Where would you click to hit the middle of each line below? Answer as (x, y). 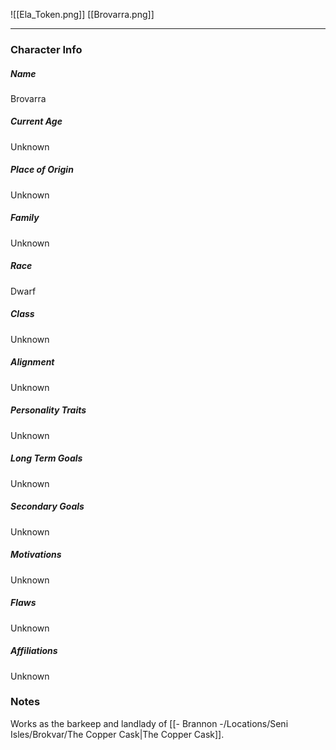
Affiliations (34, 651)
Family (25, 218)
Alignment (32, 362)
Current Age (36, 121)
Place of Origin (42, 170)
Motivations (36, 555)
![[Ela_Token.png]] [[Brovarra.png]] (82, 14)
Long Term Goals (46, 458)
